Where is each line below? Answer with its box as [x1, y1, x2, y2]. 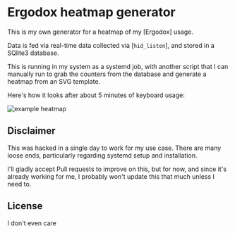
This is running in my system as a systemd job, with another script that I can [7, 62, 229, 70]
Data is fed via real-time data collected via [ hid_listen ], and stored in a [7, 41, 215, 49]
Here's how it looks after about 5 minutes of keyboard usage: [7, 91, 185, 99]
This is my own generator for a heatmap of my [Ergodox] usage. [7, 27, 194, 36]
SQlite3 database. [7, 49, 59, 57]
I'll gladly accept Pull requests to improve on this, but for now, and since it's [7, 165, 227, 173]
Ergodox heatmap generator [7, 4, 176, 20]
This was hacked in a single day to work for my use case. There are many [7, 144, 222, 152]
